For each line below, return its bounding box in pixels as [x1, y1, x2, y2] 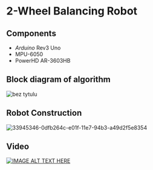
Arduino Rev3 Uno [15, 44, 61, 51]
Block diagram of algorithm [6, 74, 111, 85]
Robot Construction [6, 108, 82, 118]
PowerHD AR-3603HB [15, 57, 71, 64]
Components [6, 28, 56, 39]
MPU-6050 [15, 51, 44, 58]
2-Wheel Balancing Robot [6, 4, 138, 18]
